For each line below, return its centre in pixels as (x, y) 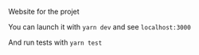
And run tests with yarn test (55, 42)
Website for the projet (44, 12)
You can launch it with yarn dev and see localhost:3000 (99, 27)
